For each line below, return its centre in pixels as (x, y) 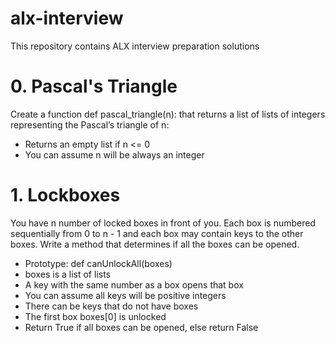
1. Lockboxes (65, 195)
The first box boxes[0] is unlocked (95, 316)
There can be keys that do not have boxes (111, 306)
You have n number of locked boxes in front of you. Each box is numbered (163, 223)
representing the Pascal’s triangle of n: (90, 124)
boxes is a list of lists (67, 274)
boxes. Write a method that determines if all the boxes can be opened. (155, 244)
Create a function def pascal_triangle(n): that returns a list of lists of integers (168, 114)
